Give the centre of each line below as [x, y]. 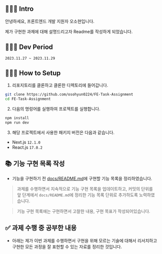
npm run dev [17, 123]
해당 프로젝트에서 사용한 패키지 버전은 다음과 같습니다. [63, 132]
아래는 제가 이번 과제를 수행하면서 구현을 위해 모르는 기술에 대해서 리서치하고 [85, 240]
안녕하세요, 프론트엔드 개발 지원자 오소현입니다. [50, 21]
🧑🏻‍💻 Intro [19, 9]
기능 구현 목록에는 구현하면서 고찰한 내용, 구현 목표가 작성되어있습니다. [83, 211]
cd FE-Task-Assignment [28, 99]
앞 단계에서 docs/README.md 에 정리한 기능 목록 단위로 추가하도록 [77, 195]
